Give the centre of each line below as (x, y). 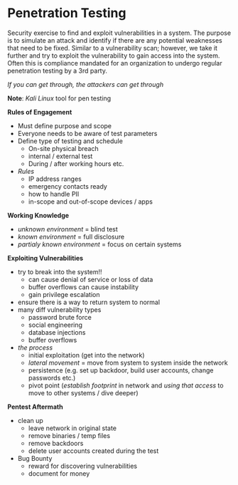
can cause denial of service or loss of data (91, 279)
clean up (31, 420)
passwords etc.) (52, 377)
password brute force (60, 317)
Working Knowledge (38, 215)
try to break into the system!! (60, 271)
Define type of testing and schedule (70, 141)
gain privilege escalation (64, 294)
